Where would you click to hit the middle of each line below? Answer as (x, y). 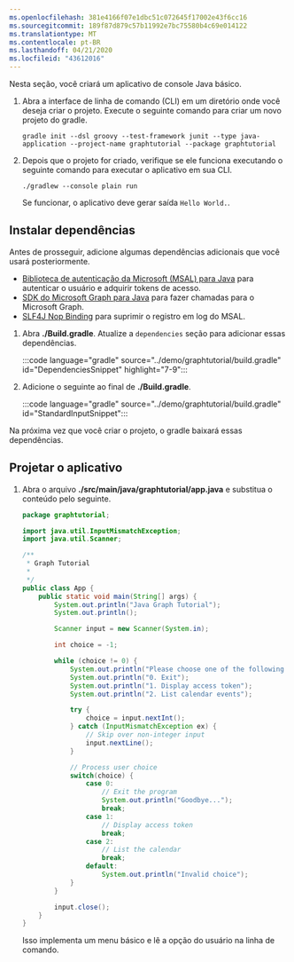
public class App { (58, 588)
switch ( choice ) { (102, 776)
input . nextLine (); (120, 743)
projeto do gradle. (54, 120)
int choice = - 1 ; (86, 645)
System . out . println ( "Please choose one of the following (177, 669)
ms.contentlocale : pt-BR (55, 42)
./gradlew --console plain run (80, 186)
